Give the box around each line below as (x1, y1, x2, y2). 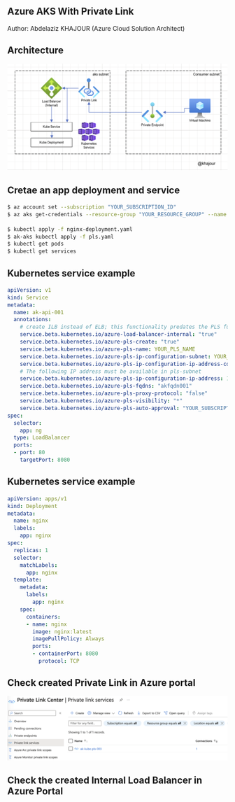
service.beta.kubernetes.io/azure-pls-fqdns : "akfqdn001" (20, 383, 192, 390)
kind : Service (7, 294, 49, 301)
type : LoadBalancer (13, 434, 71, 442)
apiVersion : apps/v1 (7, 495, 68, 502)
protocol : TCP (38, 658, 80, 665)
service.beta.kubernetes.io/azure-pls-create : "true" (20, 339, 180, 346)
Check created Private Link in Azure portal (7, 677, 196, 689)
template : (13, 577, 42, 584)
